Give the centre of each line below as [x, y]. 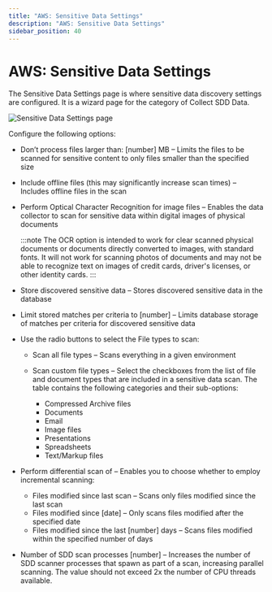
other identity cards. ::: [58, 275]
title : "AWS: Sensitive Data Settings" [76, 16]
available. [36, 581]
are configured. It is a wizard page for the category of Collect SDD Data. [129, 102]
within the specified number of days [93, 539]
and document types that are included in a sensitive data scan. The [145, 380]
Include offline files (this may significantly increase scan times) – [128, 183]
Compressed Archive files [88, 404]
